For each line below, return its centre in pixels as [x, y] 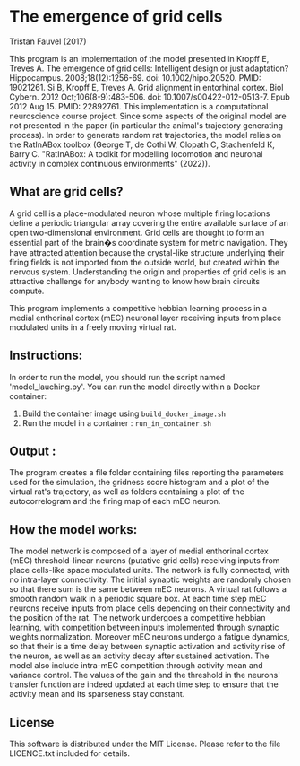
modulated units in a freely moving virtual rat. [93, 327]
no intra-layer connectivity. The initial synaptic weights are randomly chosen [150, 579]
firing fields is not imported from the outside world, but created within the [145, 262]
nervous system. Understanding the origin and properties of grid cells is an [148, 272]
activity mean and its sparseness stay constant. [97, 694]
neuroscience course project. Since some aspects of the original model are [148, 116]
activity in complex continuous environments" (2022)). [110, 163]
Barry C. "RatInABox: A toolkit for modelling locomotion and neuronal [136, 153]
